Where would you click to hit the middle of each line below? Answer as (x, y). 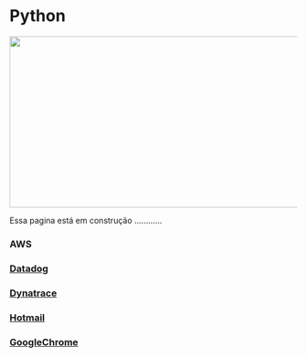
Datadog (29, 268)
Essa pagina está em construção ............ (86, 220)
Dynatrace (33, 293)
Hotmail (27, 318)
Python (37, 16)
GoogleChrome (44, 341)
